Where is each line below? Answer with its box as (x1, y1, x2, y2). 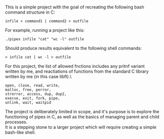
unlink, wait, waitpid (5, 100, 51, 105)
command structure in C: (5, 9, 55, 15)
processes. (5, 119, 28, 125)
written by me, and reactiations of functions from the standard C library (5, 68, 149, 74)
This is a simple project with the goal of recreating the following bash (5, 4, 144, 10)
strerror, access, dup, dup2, (5, 92, 67, 97)
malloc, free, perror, (5, 87, 51, 92)
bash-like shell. (5, 129, 36, 135)
